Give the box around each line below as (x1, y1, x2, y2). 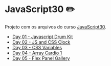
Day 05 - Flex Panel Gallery (12, 55, 70, 61)
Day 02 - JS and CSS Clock (12, 39, 71, 45)
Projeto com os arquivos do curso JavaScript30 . (5, 23, 107, 30)
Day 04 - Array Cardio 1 (12, 50, 62, 56)
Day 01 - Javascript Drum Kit (12, 34, 73, 40)
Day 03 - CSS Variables (12, 44, 62, 50)
